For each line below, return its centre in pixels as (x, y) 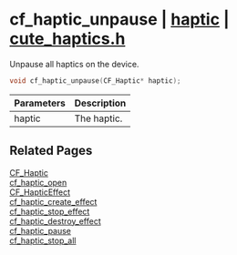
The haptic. (98, 118)
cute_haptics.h (67, 39)
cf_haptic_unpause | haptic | (119, 20)
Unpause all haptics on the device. (74, 64)
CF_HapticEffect (40, 192)
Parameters (40, 103)
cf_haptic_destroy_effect (56, 221)
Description (100, 103)
